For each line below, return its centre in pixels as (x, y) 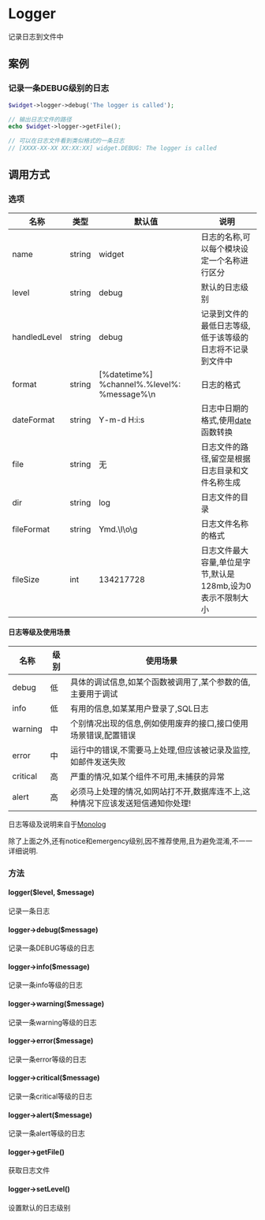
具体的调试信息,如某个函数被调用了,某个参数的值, (160, 681)
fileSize (26, 579)
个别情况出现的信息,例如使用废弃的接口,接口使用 (159, 723)
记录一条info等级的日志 (45, 985)
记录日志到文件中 (36, 36)
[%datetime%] (126, 374)
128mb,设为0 (226, 586)
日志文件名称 (225, 524)
